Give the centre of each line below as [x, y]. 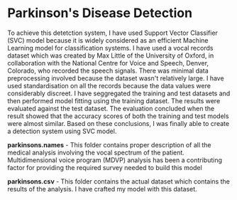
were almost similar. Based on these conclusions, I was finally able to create [118, 123]
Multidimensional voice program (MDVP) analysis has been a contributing [115, 160]
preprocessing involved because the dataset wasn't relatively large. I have [116, 78]
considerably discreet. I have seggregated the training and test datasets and [119, 93]
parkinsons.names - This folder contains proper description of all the [109, 144]
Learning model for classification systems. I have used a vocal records [110, 48]
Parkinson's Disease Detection [100, 13]
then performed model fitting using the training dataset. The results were [114, 100]
